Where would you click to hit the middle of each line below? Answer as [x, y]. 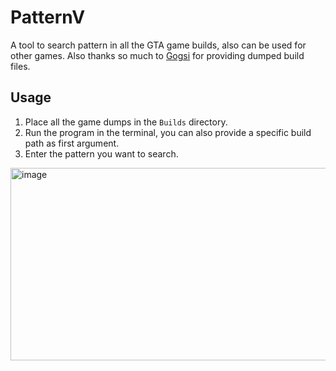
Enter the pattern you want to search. [101, 153]
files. [20, 66]
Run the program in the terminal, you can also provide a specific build [168, 132]
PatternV [48, 17]
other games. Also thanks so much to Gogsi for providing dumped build [157, 55]
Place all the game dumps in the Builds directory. [126, 122]
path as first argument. [72, 143]
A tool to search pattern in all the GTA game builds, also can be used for [158, 45]
